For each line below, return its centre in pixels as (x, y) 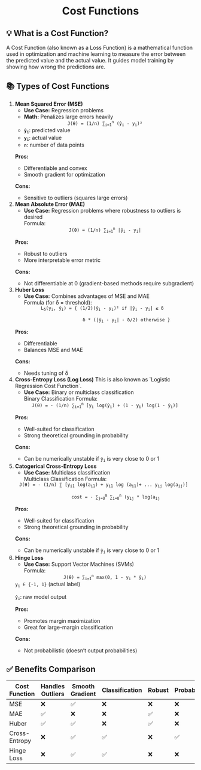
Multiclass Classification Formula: (65, 479)
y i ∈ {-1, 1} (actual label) (48, 585)
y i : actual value (43, 138)
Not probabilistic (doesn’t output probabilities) (80, 650)
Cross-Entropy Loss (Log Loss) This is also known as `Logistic (92, 379)
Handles (53, 686)
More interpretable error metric (62, 260)
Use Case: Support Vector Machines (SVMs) (79, 564)
